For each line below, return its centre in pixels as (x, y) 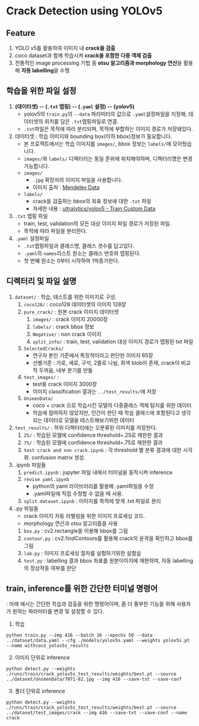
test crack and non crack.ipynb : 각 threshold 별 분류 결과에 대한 (102, 450)
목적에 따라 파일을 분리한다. (55, 231)
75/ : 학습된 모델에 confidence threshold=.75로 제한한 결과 (93, 442)
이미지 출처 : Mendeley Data (66, 187)
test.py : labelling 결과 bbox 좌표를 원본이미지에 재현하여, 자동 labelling (108, 560)
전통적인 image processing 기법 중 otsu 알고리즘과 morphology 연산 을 (98, 63)
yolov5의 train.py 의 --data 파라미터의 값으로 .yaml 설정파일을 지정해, (105, 114)
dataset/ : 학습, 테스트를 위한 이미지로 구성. (66, 297)
